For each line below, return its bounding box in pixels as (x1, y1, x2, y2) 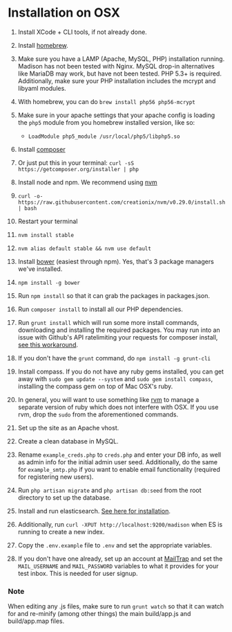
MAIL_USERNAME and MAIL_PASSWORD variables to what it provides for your (17, 561, 220, 570)
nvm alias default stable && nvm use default (17, 245, 151, 252)
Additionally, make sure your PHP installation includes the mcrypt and (17, 76, 216, 85)
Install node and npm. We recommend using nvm (17, 178, 157, 186)
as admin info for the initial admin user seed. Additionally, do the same (17, 457, 218, 466)
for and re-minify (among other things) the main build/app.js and (8, 610, 191, 618)
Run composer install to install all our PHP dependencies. (17, 305, 184, 313)
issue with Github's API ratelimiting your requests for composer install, (17, 333, 218, 341)
